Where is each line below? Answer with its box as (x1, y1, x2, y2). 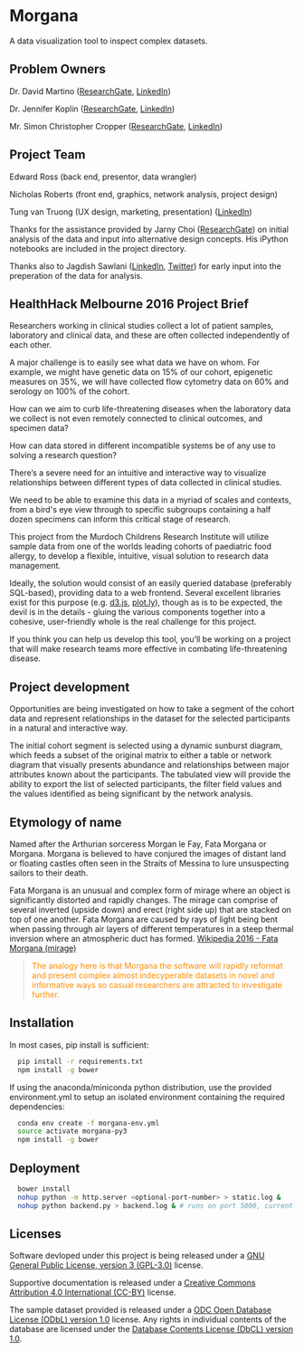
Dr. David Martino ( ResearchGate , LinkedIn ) (9, 85, 172, 96)
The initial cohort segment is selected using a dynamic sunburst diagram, (9, 740, 283, 752)
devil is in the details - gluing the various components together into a (9, 607, 266, 618)
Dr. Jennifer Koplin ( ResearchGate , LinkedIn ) (9, 103, 176, 114)
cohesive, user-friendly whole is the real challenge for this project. (9, 617, 257, 628)
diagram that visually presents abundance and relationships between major (9, 760, 290, 771)
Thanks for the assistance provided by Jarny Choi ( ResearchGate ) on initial (9, 224, 290, 235)
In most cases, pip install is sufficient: (9, 1039, 149, 1050)
